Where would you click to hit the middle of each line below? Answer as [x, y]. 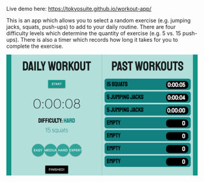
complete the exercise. [35, 46]
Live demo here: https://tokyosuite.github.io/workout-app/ [79, 9]
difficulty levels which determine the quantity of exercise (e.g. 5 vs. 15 [94, 33]
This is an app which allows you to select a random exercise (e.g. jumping [99, 20]
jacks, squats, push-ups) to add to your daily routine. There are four [91, 27]
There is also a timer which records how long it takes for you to [99, 40]
